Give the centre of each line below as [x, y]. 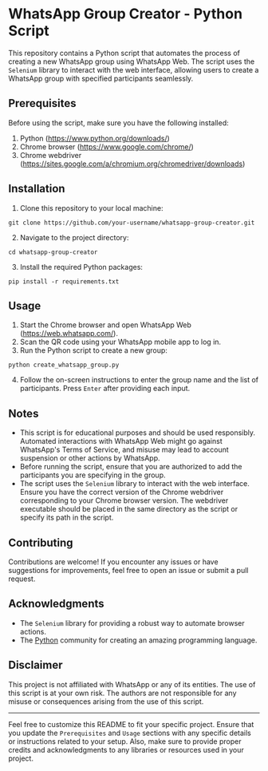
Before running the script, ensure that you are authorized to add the [131, 467]
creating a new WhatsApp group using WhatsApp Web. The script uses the [132, 61]
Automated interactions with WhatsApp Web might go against [121, 441]
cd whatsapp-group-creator [53, 252]
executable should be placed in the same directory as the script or [128, 509]
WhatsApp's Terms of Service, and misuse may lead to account [124, 450]
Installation [37, 189]
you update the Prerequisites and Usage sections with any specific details [130, 733]
